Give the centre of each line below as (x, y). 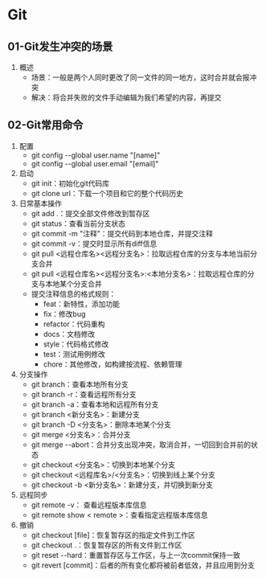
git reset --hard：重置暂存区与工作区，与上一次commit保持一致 (135, 555)
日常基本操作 (40, 203)
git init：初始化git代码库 (70, 183)
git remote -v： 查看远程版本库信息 (89, 505)
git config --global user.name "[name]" (96, 155)
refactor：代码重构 (74, 324)
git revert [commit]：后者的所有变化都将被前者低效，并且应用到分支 (143, 565)
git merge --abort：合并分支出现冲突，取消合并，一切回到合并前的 (141, 445)
